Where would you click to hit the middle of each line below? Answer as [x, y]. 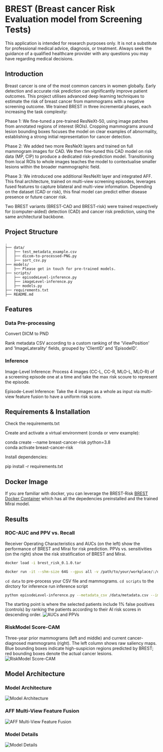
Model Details [22, 734]
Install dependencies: [26, 457]
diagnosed [16, 643]
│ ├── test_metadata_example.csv [41, 252]
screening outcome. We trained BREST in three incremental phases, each [78, 106]
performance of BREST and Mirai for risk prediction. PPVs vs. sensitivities [78, 548]
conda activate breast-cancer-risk [39, 448]
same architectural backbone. [35, 216]
